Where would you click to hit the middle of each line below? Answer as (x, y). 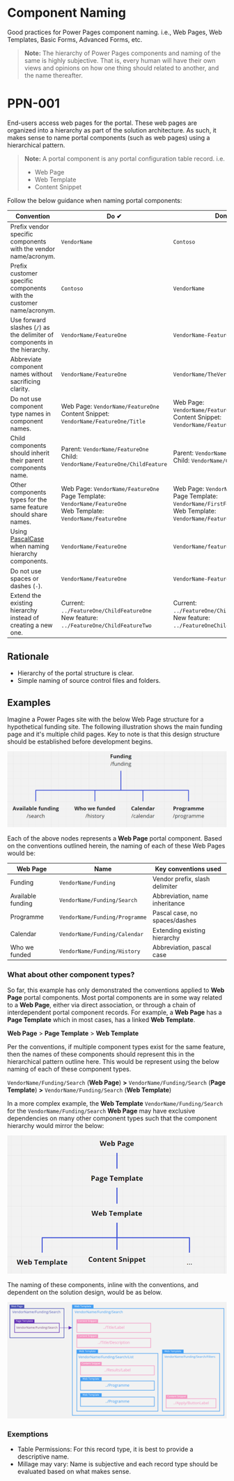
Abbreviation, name (180, 896)
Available (23, 896)
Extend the (26, 595)
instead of (25, 617)
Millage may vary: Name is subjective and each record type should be (117, 1464)
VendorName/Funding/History (100, 952)
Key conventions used (188, 869)
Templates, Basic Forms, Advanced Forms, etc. (75, 39)
